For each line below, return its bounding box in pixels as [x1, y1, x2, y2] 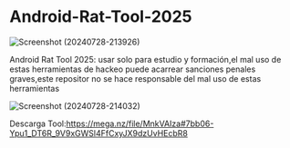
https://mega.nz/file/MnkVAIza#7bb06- [66, 118, 214, 129]
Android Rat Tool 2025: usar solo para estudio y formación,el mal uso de [9, 54, 282, 64]
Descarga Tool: [9, 118, 67, 129]
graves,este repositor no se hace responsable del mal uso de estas [9, 73, 262, 84]
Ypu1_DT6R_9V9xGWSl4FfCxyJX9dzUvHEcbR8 [9, 127, 189, 138]
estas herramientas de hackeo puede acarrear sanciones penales [9, 64, 256, 74]
